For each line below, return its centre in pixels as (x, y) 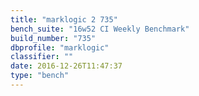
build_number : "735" (53, 38)
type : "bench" (40, 76)
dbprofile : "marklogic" (60, 47)
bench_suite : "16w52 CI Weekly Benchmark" (100, 29)
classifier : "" (42, 57)
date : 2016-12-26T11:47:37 (66, 66)
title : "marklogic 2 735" (64, 19)
